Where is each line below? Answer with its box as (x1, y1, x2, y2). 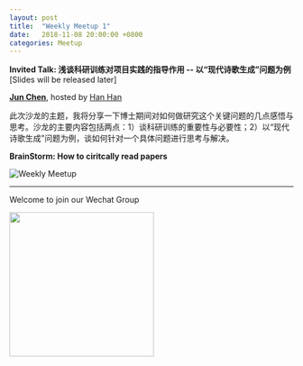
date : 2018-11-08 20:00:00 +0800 (9, 30, 143, 39)
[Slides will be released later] (9, 74, 117, 86)
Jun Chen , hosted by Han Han (9, 92, 123, 103)
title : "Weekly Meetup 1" (9, 22, 111, 31)
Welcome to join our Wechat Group (9, 195, 140, 206)
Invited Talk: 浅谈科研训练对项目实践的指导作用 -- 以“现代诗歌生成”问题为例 (9, 64, 291, 75)
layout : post (9, 13, 59, 23)
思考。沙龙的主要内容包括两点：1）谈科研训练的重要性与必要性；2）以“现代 (9, 122, 290, 133)
